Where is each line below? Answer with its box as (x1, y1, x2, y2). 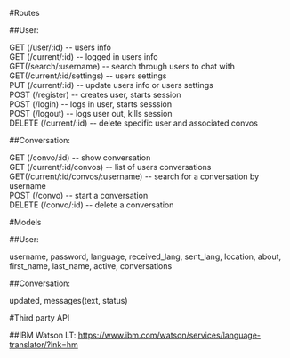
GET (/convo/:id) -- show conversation (9, 152, 151, 163)
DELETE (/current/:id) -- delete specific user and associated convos (9, 118, 258, 128)
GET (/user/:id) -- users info (9, 42, 111, 53)
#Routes (9, 8, 40, 18)
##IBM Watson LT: (9, 330, 77, 340)
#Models (9, 217, 42, 227)
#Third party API (9, 313, 70, 323)
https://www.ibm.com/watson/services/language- (77, 330, 261, 340)
